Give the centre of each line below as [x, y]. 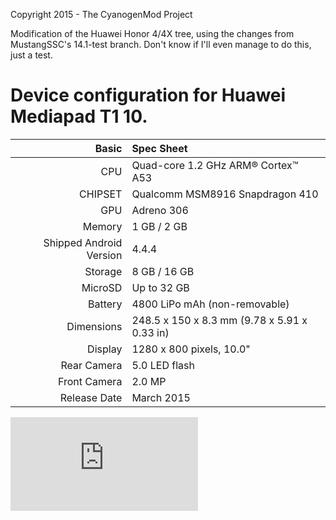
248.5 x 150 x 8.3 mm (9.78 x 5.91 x [219, 320]
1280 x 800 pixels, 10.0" [191, 349]
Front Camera [90, 381]
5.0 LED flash [163, 365]
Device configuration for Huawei [148, 95]
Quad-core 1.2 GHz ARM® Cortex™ [215, 165]
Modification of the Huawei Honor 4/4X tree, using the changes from [152, 33]
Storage [103, 271]
